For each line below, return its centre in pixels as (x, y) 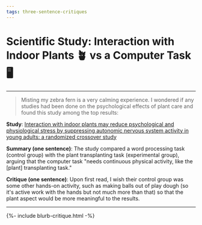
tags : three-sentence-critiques (47, 12)
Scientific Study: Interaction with (90, 41)
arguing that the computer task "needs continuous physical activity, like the (100, 161)
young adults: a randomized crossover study (62, 137)
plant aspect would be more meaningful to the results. (73, 198)
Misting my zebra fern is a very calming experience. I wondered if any (107, 100)
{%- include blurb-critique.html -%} (50, 215)
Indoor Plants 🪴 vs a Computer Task (99, 55)
